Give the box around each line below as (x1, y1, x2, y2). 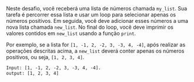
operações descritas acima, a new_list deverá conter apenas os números (6, 47, 185, 54)
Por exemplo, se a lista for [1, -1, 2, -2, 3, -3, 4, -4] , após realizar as (6, 41, 186, 48)
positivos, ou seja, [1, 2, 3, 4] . (6, 54, 85, 60)
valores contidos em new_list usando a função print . (6, 30, 136, 37)
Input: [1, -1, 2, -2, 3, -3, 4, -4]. (6, 65, 101, 71)
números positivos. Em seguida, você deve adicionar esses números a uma (6, 18, 189, 24)
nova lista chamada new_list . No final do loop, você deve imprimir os (6, 23, 173, 30)
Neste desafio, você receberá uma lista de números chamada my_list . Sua (6, 5, 188, 12)
